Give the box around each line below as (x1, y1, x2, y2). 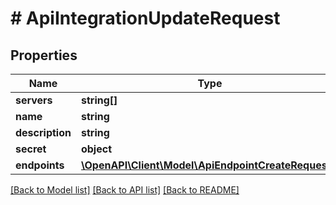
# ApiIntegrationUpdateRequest (10, 7, 281, 30)
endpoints (15, 158, 65, 172)
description (15, 126, 72, 139)
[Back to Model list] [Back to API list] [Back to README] (10, 184, 240, 196)
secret (15, 142, 47, 156)
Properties (10, 47, 78, 64)
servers (15, 93, 53, 107)
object (80, 142, 113, 156)
